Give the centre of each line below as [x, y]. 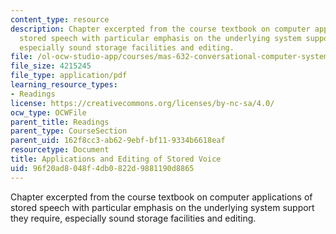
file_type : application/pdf [69, 76]
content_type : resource [60, 19]
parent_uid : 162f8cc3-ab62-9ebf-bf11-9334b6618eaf [118, 141]
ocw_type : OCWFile [48, 112]
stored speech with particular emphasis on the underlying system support [162, 207]
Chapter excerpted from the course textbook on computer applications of [161, 197]
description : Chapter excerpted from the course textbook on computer [160, 29]
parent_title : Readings [60, 122]
